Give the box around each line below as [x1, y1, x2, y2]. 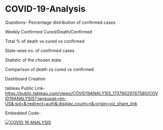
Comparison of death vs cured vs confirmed [5, 66, 94, 72]
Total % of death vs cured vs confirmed [5, 38, 85, 44]
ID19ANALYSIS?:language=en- [5, 96, 67, 101]
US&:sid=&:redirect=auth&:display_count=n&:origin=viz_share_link [5, 100, 138, 106]
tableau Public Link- [5, 85, 45, 91]
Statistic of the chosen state [5, 57, 62, 63]
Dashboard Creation [5, 76, 46, 81]
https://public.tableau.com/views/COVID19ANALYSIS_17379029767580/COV [5, 90, 158, 96]
